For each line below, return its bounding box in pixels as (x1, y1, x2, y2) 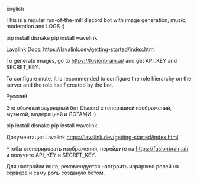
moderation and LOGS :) (6, 23, 65, 30)
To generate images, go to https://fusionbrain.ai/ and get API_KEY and (6, 58, 177, 64)
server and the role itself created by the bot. (6, 81, 114, 88)
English (6, 5, 24, 12)
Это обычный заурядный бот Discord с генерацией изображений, (6, 104, 172, 111)
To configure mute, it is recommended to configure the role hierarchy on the (6, 75, 192, 82)
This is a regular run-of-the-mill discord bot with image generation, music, (6, 17, 187, 23)
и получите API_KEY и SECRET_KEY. (6, 151, 96, 158)
